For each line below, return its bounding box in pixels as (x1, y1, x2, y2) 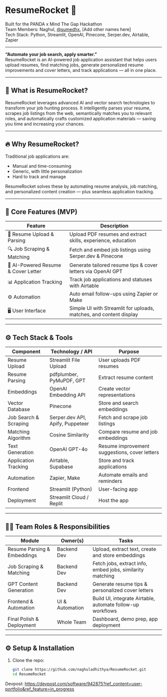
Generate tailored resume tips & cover (69, 262, 158, 269)
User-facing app (98, 486, 138, 493)
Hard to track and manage (12, 173, 66, 179)
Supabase (49, 463, 74, 470)
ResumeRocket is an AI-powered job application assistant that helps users (5, 56, 157, 62)
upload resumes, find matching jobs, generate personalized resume (5, 62, 144, 68)
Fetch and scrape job (98, 414, 148, 421)
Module (20, 537, 39, 544)
